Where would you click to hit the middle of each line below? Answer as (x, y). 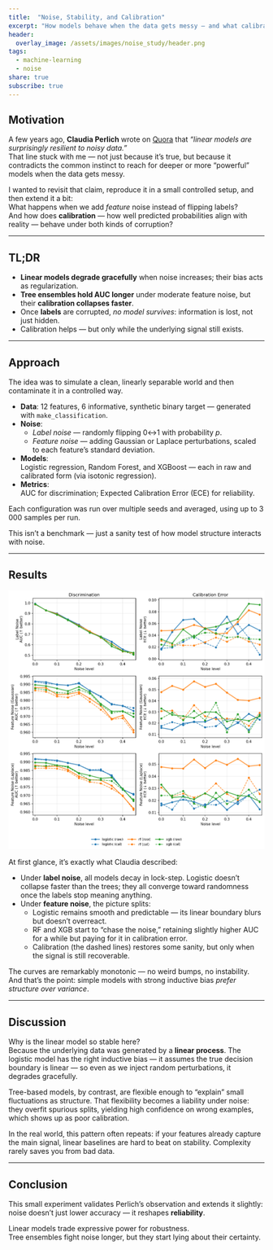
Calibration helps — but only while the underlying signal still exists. (132, 329)
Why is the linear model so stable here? (74, 1042)
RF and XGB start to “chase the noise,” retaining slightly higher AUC (145, 930)
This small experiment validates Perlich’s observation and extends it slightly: (136, 1204)
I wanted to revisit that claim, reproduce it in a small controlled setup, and (131, 190)
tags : (17, 52)
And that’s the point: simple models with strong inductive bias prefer (123, 980)
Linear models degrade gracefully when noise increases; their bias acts (141, 278)
